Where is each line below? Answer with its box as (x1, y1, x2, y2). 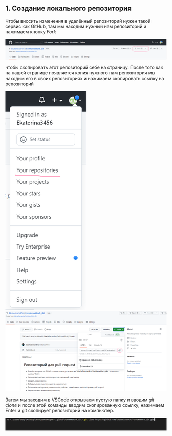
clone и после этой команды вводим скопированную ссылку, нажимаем (5, 402, 165, 408)
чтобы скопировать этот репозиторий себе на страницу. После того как (5, 64, 163, 70)
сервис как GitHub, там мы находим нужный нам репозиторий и (5, 23, 147, 29)
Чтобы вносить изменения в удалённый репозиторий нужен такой (5, 17, 151, 24)
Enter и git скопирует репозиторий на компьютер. (5, 407, 114, 413)
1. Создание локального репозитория (5, 4, 132, 13)
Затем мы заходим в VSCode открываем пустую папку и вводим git (5, 396, 155, 403)
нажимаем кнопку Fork (5, 28, 56, 35)
